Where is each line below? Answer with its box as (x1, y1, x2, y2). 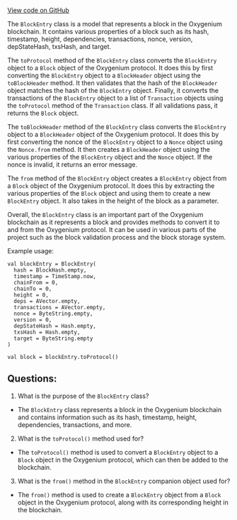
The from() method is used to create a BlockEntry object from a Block (17, 490, 221, 499)
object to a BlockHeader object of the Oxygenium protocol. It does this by (7, 131, 219, 138)
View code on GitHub (7, 6, 69, 14)
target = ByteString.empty (13, 335, 93, 342)
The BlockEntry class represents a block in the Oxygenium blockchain (17, 405, 221, 414)
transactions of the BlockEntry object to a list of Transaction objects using (7, 94, 224, 102)
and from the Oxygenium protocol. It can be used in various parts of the (7, 226, 216, 233)
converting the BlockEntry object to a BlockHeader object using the (7, 71, 202, 79)
